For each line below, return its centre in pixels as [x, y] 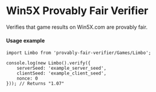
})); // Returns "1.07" [35, 84]
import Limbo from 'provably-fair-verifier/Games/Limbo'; [79, 53]
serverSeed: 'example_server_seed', [62, 69]
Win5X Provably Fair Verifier [77, 11]
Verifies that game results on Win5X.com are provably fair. [77, 27]
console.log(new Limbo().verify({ [49, 63]
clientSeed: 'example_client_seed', [62, 74]
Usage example [26, 40]
